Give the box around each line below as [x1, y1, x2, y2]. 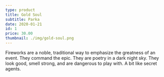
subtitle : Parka [5, 17, 40, 22]
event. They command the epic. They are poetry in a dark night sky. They [5, 55, 159, 61]
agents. [5, 65, 21, 71]
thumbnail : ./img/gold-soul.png [5, 36, 74, 41]
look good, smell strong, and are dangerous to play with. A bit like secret [5, 60, 157, 66]
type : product [5, 7, 36, 13]
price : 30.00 [5, 31, 33, 36]
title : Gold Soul [5, 12, 42, 17]
